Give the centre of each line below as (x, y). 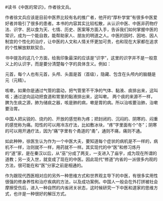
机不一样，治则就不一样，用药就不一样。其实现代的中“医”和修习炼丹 (73, 147)
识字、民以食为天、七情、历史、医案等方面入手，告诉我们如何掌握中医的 (86, 29)
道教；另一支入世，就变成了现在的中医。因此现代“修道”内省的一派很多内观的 (81, 159)
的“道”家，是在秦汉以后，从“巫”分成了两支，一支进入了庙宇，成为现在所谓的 (81, 153)
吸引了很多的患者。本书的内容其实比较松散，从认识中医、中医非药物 (86, 23)
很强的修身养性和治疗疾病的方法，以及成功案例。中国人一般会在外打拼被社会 (81, 182)
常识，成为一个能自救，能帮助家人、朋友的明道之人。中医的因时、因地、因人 (81, 36)
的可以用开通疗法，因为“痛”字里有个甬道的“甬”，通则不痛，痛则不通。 (75, 131)
